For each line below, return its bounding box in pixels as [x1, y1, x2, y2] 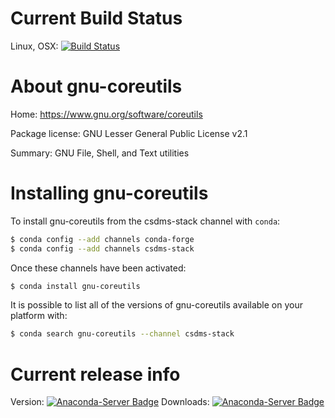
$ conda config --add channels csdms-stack [10, 243, 195, 254]
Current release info [10, 363, 181, 386]
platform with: [10, 310, 68, 322]
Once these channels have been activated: [10, 262, 187, 274]
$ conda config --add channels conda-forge [10, 234, 195, 244]
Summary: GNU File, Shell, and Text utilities [10, 147, 190, 159]
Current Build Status [10, 7, 183, 30]
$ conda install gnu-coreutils [10, 281, 141, 291]
